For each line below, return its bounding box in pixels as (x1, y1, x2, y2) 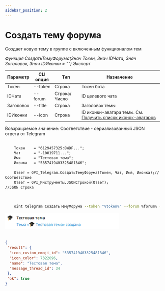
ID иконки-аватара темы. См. (81, 109, 143, 115)
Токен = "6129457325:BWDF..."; (14, 145, 84, 150)
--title (33, 102, 47, 108)
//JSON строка (5, 185, 34, 190)
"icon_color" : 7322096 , (9, 255, 58, 261)
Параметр (7, 74, 29, 80)
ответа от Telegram (5, 130, 46, 137)
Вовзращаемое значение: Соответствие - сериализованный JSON (5, 125, 145, 131)
